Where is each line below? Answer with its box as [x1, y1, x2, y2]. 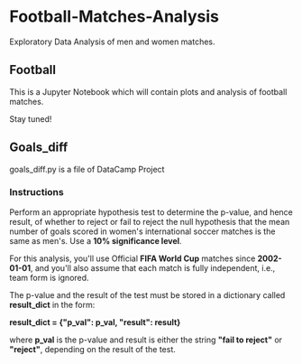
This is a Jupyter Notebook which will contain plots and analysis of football [9, 86, 288, 97]
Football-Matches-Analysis [9, 6, 219, 27]
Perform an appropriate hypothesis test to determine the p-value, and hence [9, 206, 293, 218]
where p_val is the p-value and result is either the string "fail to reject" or [9, 334, 282, 345]
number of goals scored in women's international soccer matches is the [9, 226, 276, 237]
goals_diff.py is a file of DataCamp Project [9, 163, 165, 174]
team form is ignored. [9, 272, 89, 283]
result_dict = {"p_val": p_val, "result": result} [9, 316, 181, 327]
